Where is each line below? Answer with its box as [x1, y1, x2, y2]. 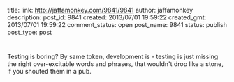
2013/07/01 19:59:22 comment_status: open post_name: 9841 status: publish [7, 21, 228, 28]
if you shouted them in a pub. [7, 67, 92, 76]
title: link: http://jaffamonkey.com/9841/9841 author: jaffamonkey [7, 6, 193, 14]
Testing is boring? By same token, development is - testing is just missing [7, 52, 219, 61]
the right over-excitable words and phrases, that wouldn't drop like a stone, [7, 60, 224, 68]
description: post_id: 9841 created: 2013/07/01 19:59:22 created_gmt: [7, 13, 207, 22]
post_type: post [7, 28, 52, 36]
